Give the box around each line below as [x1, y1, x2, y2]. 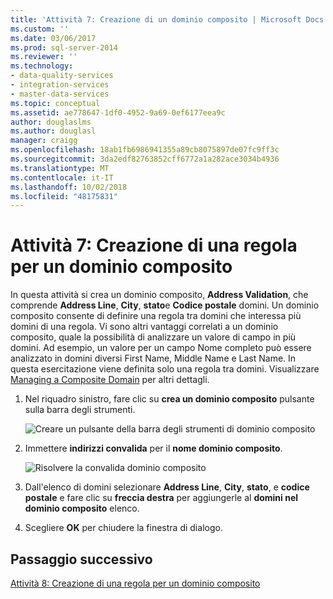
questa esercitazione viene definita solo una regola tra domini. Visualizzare [10, 363, 320, 375]
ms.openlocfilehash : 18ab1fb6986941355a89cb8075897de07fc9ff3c [10, 145, 280, 155]
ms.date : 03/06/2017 [10, 33, 97, 43]
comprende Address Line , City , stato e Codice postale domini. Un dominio [10, 299, 320, 311]
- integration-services [10, 80, 110, 90]
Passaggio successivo [10, 551, 153, 568]
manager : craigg [10, 136, 78, 146]
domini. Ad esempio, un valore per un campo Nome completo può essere [10, 342, 312, 354]
